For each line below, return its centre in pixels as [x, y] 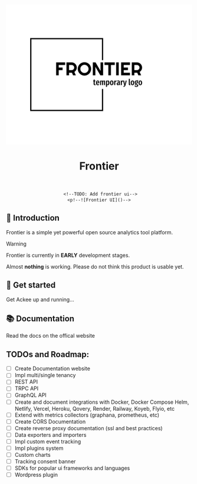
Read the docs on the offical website [51, 336]
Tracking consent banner [45, 461]
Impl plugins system [39, 448]
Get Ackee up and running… [40, 299]
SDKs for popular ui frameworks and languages [72, 468]
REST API [26, 382]
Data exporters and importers [50, 434]
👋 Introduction [33, 218]
